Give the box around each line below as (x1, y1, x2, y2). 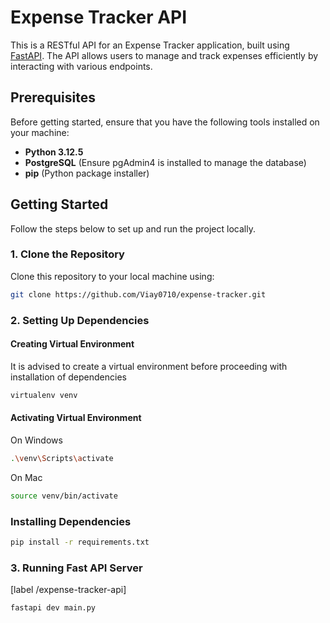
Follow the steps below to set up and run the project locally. (10, 222, 256, 235)
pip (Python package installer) (24, 167, 150, 179)
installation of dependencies (10, 371, 127, 383)
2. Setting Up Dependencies (10, 313, 150, 327)
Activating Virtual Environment (10, 412, 142, 424)
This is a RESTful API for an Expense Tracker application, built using (10, 39, 290, 51)
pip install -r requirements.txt (10, 537, 150, 547)
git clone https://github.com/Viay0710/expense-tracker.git (10, 289, 267, 300)
